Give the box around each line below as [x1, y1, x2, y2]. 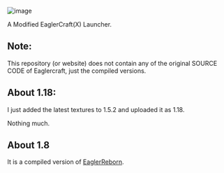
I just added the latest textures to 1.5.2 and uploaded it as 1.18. [7, 105, 185, 113]
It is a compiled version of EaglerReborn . [7, 158, 124, 166]
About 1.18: [7, 87, 57, 99]
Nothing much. [7, 119, 50, 127]
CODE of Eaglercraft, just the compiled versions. [7, 67, 147, 75]
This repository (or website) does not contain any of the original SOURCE [7, 59, 218, 67]
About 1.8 [7, 139, 50, 151]
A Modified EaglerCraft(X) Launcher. [7, 20, 112, 28]
